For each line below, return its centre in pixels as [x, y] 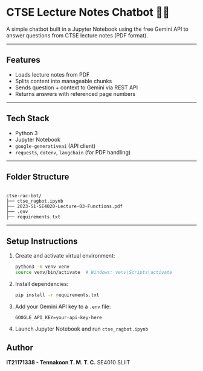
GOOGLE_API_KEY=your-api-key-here [58, 317]
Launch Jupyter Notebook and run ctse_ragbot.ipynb [82, 329]
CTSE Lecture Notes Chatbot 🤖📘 [88, 12]
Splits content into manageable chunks [63, 81]
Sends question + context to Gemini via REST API [76, 87]
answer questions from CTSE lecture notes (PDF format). [77, 35]
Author [20, 348]
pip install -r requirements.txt [57, 295]
